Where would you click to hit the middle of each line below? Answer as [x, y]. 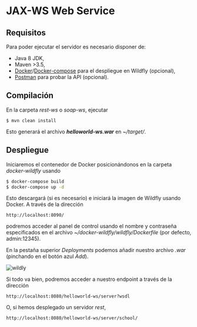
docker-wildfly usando [33, 171]
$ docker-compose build [35, 181]
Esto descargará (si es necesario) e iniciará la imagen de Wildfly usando [94, 198]
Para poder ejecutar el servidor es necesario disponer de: [76, 47]
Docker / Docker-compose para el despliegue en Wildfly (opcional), [95, 71]
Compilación [30, 96]
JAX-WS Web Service [61, 11]
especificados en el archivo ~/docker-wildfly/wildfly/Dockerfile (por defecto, [99, 233]
